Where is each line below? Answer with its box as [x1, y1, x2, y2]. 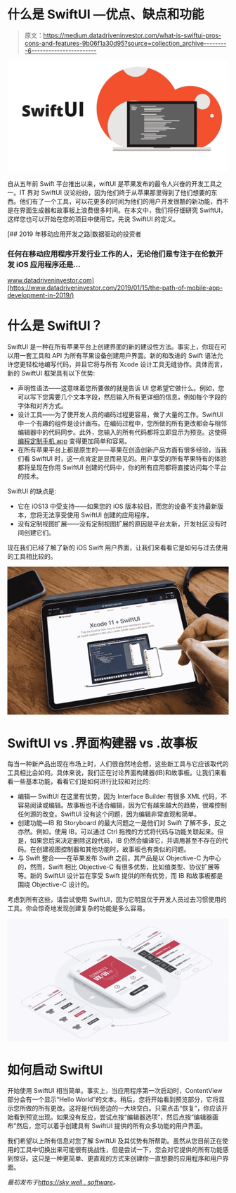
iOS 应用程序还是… [16, 259, 81, 269]
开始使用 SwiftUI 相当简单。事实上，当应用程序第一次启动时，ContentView [7, 1087, 223, 1095]
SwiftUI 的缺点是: [7, 487, 57, 495]
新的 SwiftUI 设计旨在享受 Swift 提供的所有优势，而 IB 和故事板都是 [29, 872, 223, 880]
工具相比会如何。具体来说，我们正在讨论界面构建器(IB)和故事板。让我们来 [7, 769, 221, 777]
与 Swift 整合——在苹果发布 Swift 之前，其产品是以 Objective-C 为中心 [17, 854, 221, 863]
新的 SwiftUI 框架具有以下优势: [7, 369, 96, 378]
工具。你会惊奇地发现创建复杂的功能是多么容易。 [7, 904, 149, 913]
